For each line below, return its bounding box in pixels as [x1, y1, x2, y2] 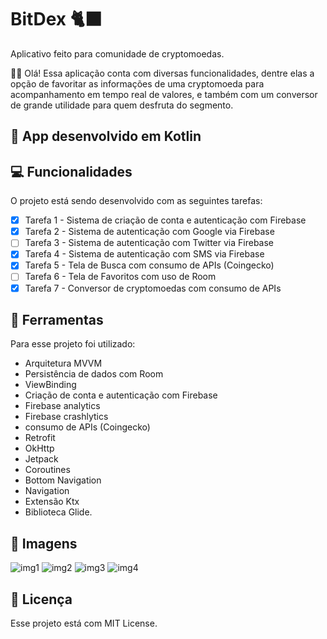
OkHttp [24, 442, 55, 455]
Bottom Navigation [24, 474, 102, 486]
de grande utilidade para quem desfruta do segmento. [10, 99, 234, 111]
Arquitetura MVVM [24, 357, 103, 370]
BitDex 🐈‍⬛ [10, 8, 103, 31]
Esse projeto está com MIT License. [10, 617, 158, 630]
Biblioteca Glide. [24, 506, 93, 518]
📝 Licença [10, 591, 73, 608]
